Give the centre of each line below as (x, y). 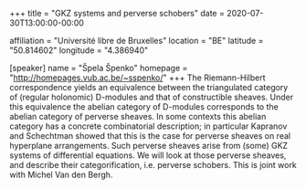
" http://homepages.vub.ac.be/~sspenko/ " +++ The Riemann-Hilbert (138, 78)
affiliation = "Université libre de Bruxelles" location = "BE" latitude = (137, 41)
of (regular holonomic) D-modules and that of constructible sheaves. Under (152, 97)
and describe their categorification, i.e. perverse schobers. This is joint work (153, 165)
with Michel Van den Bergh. (61, 174)
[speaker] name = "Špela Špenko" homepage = (99, 68)
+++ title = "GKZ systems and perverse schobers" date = (117, 13)
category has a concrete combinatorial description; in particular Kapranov (148, 126)
